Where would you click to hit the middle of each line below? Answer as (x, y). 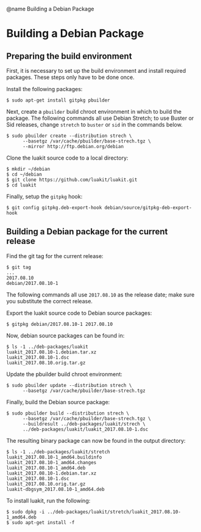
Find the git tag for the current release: (55, 256)
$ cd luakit (21, 185)
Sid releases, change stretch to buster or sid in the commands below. (94, 124)
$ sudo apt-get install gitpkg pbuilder (58, 100)
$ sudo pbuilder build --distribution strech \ (68, 413)
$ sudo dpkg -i (26, 512)
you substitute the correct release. (50, 301)
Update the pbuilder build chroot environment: (65, 374)
